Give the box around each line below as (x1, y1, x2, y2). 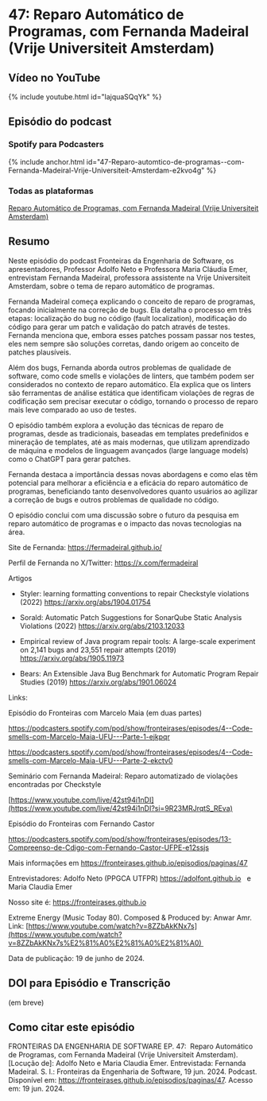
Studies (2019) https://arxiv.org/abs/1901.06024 (19, 677, 177, 687)
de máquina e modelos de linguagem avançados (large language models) (8, 445, 249, 455)
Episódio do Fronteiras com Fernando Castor (8, 819, 155, 828)
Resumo (8, 235, 50, 248)
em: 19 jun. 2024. (8, 1084, 65, 1094)
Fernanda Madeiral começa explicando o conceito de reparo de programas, (8, 297, 256, 306)
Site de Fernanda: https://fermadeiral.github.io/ (8, 542, 163, 552)
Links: (8, 692, 28, 702)
